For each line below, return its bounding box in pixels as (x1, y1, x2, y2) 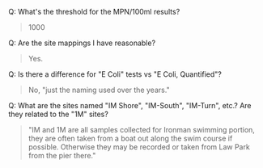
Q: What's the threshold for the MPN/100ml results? (8, 7, 180, 16)
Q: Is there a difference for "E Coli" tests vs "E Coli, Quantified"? (8, 69, 223, 79)
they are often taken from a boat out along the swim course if (28, 133, 233, 143)
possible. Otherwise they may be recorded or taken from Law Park (28, 142, 251, 152)
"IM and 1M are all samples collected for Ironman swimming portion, (28, 125, 255, 134)
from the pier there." (28, 151, 96, 160)
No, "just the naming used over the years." (28, 85, 170, 94)
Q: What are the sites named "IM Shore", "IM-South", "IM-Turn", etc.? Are (8, 101, 252, 110)
